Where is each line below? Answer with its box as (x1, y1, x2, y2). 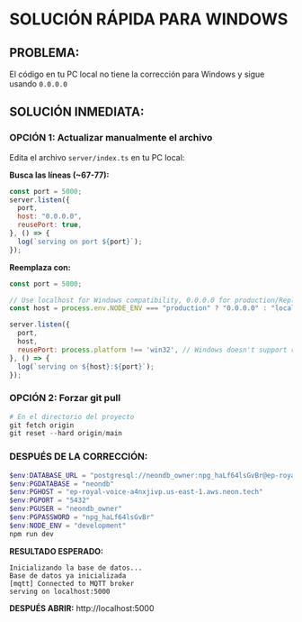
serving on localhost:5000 (9, 587, 111, 596)
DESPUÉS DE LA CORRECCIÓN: (9, 451, 148, 463)
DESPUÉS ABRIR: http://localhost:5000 (9, 602, 155, 613)
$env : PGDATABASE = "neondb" (9, 479, 115, 489)
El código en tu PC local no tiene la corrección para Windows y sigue (9, 69, 265, 79)
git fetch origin (9, 420, 75, 430)
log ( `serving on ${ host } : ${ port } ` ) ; (17, 361, 155, 371)
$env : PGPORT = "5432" (9, 496, 91, 505)
